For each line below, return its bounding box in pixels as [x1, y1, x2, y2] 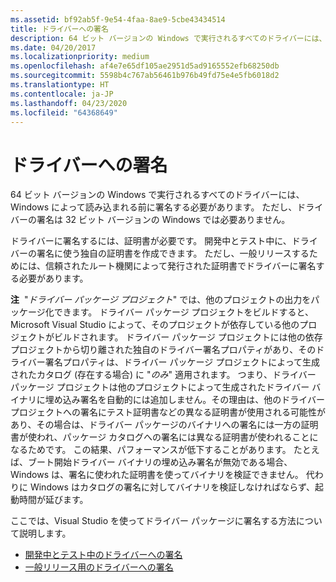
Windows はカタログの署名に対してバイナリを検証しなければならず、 [29, 481, 315, 493]
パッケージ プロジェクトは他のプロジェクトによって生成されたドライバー [10, 381, 310, 393]
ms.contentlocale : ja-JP [10, 89, 114, 99]
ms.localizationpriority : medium [10, 52, 150, 62]
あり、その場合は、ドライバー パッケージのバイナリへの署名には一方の [10, 419, 302, 431]
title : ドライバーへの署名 [10, 24, 109, 34]
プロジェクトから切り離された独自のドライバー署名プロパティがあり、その [10, 344, 317, 356]
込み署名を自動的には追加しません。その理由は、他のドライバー [62, 394, 326, 406]
